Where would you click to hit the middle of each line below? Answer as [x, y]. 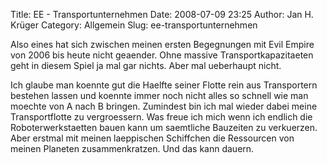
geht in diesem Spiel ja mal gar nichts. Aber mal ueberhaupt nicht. [146, 65]
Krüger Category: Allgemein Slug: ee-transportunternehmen [134, 25]
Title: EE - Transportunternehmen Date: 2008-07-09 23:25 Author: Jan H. [162, 14]
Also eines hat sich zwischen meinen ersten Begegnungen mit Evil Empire [162, 44]
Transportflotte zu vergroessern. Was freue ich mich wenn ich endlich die [161, 117]
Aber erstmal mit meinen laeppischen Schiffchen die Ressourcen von [152, 138]
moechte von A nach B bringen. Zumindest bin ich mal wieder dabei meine [164, 106]
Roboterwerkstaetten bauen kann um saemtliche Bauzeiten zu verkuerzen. [164, 127]
